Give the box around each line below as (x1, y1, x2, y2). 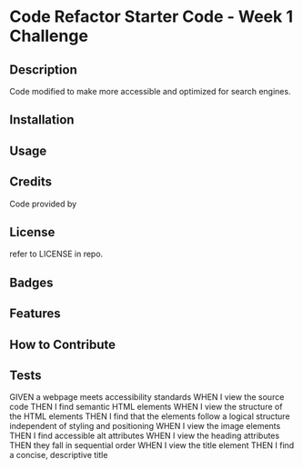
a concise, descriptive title (9, 450, 108, 461)
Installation (9, 112, 75, 128)
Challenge (9, 25, 89, 46)
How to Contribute (9, 336, 116, 352)
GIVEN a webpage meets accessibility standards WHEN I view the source (9, 392, 285, 403)
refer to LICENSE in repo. (9, 248, 104, 260)
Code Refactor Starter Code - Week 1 (9, 6, 294, 27)
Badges (9, 274, 54, 290)
